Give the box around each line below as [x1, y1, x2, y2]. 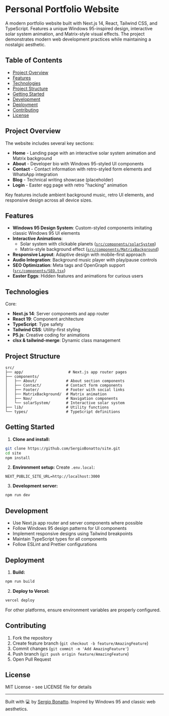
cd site [5, 451, 22, 456]
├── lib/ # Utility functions [5, 405, 109, 410]
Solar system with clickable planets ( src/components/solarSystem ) [20, 241, 156, 247]
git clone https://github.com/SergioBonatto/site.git [5, 446, 121, 451]
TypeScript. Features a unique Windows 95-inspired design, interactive [5, 25, 153, 31]
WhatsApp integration [12, 171, 58, 177]
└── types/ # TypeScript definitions [5, 409, 121, 414]
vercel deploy [5, 597, 35, 603]
